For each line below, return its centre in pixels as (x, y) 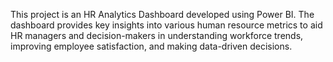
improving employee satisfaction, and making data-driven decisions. (151, 46)
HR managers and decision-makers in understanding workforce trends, (157, 35)
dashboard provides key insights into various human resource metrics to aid (166, 25)
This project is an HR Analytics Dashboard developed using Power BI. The (162, 14)
